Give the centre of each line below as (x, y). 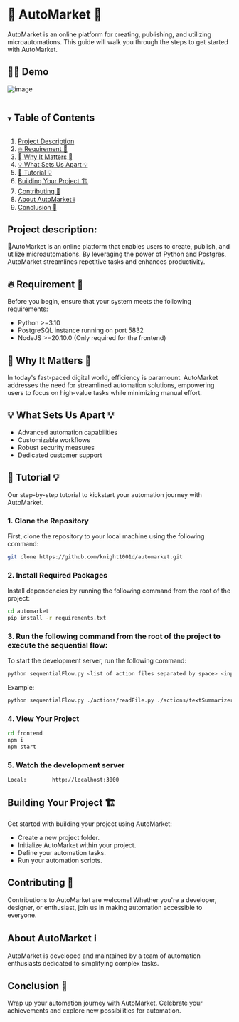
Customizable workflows (54, 440)
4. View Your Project (43, 718)
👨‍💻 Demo (28, 72)
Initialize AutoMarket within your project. (77, 845)
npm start (22, 747)
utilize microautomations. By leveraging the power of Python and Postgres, (117, 254)
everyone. (22, 915)
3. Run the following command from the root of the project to (114, 636)
